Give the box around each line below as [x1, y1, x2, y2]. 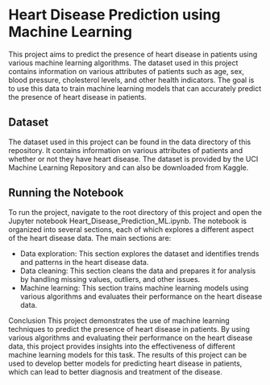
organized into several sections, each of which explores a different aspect [8, 224, 254, 234]
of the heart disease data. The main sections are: [8, 233, 172, 242]
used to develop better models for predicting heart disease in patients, [8, 358, 243, 368]
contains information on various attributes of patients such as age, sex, [8, 66, 244, 76]
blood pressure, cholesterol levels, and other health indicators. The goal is [8, 75, 255, 85]
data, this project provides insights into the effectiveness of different [8, 341, 235, 351]
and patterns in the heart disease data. [19, 257, 149, 267]
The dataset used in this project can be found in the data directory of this [8, 137, 251, 147]
